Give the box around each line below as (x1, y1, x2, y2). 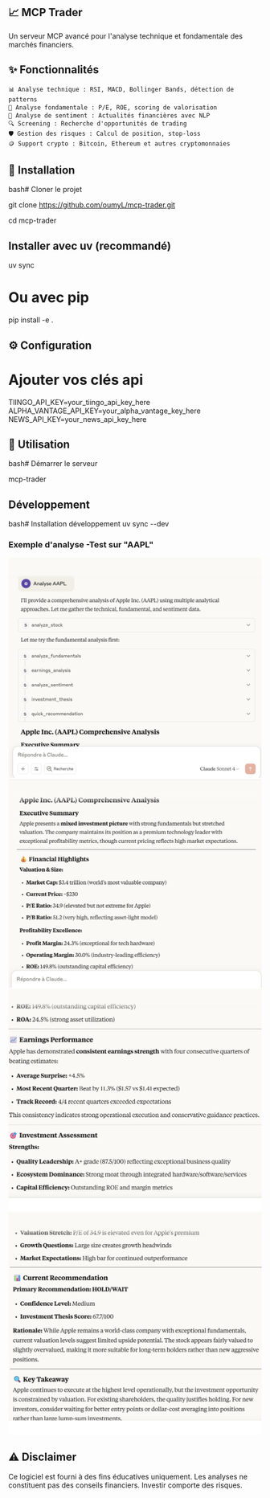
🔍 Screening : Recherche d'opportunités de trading (8, 119, 187, 128)
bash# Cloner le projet (8, 185, 83, 194)
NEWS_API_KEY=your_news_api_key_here (8, 414, 147, 424)
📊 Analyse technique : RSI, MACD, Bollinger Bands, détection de (8, 85, 235, 93)
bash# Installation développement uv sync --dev (8, 519, 170, 529)
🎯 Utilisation (8, 437, 71, 451)
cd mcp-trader (8, 215, 57, 226)
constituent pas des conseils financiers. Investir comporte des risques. (8, 1480, 243, 1490)
